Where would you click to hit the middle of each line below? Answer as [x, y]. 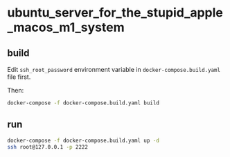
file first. [19, 77]
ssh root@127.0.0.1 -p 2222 [48, 147]
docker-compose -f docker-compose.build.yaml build [83, 103]
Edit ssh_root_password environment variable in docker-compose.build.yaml [114, 70]
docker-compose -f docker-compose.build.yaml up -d [83, 140]
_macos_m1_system [66, 27]
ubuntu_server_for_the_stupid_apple [115, 13]
